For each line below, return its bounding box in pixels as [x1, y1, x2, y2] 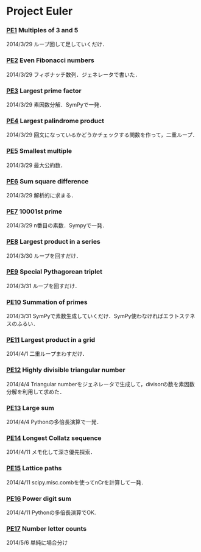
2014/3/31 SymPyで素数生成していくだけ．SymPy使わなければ [6, 313, 163, 320]
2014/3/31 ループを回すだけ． [6, 282, 80, 289]
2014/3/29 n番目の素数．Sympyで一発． [6, 222, 108, 229]
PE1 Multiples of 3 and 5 [6, 26, 79, 35]
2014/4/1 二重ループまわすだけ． [6, 350, 88, 358]
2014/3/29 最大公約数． [6, 161, 66, 169]
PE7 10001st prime [6, 207, 63, 216]
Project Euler [6, 4, 73, 18]
